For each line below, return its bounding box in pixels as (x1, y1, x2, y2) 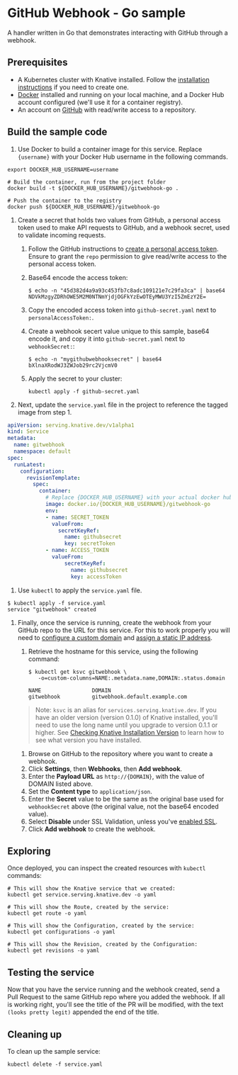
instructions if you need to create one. (17, 83, 130, 91)
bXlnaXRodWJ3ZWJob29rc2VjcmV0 (28, 361, 118, 369)
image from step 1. (17, 407, 72, 416)
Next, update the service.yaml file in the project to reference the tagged (17, 400, 228, 409)
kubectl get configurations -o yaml (7, 928, 115, 936)
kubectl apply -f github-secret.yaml (28, 388, 140, 395)
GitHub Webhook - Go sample (7, 5, 186, 21)
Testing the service (7, 966, 94, 979)
